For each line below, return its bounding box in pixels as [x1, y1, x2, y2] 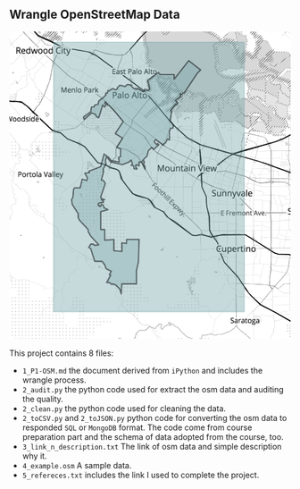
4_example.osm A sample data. [21, 460, 132, 471]
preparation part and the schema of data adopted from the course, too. [21, 432, 284, 443]
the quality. [21, 393, 64, 405]
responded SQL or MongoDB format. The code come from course [21, 422, 253, 433]
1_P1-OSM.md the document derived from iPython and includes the [21, 366, 263, 376]
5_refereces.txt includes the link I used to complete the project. [21, 469, 260, 481]
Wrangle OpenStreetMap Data [9, 7, 180, 22]
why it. [21, 451, 47, 461]
